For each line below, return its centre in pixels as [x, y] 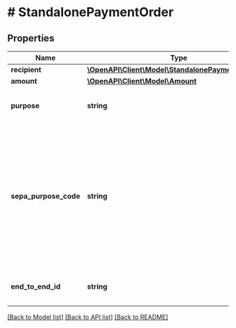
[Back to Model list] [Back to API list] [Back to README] [88, 317]
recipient [26, 70]
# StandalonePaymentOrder [91, 12]
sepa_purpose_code [46, 196]
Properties [31, 38]
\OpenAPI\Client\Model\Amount [142, 81]
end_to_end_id [36, 287]
